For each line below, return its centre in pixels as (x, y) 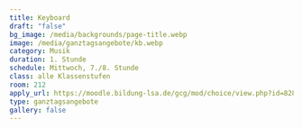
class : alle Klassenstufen (60, 77)
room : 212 (28, 85)
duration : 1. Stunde (48, 59)
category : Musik (40, 51)
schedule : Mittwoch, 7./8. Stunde (74, 69)
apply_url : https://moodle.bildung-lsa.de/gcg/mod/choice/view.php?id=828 (153, 93)
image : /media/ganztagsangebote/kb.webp (87, 43)
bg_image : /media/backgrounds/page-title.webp (98, 34)
